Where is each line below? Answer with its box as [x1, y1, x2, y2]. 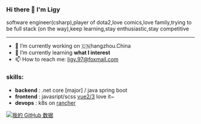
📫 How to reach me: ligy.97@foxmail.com [14, 56, 118, 63]
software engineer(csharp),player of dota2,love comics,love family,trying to [6, 19, 192, 26]
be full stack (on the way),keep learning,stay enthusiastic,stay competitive [6, 25, 190, 32]
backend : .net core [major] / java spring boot [14, 86, 127, 94]
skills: [6, 73, 24, 81]
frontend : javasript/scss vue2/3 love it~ [14, 92, 115, 100]
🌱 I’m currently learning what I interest [14, 49, 111, 56]
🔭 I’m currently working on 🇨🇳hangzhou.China [14, 42, 131, 49]
